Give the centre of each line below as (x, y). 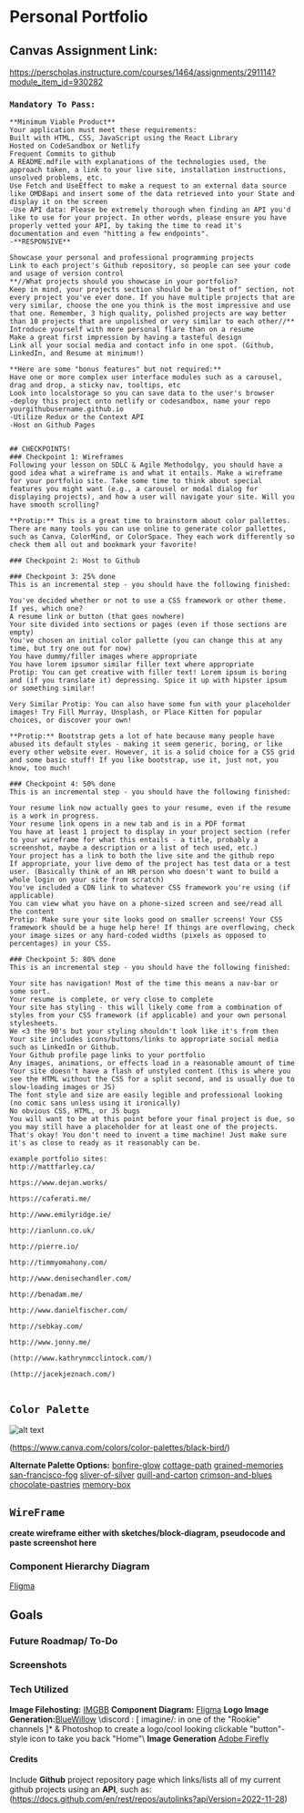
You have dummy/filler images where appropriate (103, 657)
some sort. (30, 992)
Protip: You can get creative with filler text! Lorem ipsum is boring (148, 673)
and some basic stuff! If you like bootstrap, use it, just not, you (144, 760)
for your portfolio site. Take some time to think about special (136, 481)
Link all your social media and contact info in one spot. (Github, (142, 345)
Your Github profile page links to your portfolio (107, 1056)
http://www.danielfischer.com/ (69, 1311)
